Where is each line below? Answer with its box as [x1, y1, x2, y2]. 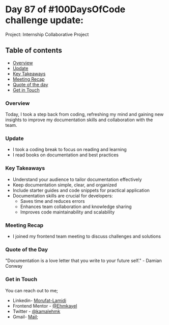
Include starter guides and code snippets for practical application [12, 187, 150, 193]
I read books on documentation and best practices [12, 152, 119, 158]
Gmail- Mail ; [12, 313, 39, 320]
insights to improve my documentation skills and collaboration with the [5, 117, 153, 123]
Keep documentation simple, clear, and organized [12, 181, 117, 188]
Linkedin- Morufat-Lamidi [12, 297, 67, 304]
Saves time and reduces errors [20, 198, 85, 204]
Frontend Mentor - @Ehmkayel [12, 303, 77, 309]
